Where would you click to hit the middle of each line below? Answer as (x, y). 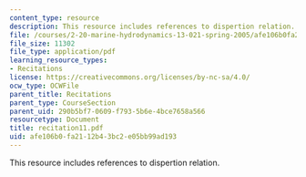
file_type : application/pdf (63, 52)
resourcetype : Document (55, 120)
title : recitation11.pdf (56, 129)
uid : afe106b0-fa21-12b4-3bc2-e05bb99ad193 (93, 137)
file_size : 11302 (42, 43)
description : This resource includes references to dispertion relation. (153, 26)
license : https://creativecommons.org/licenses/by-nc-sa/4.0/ (130, 78)
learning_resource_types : (58, 60)
